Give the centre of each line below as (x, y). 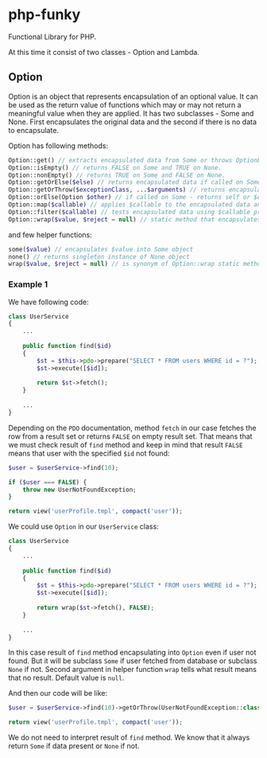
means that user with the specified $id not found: (89, 453)
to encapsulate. (34, 130)
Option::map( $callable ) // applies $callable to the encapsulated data (129, 205)
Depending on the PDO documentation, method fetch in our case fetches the (132, 428)
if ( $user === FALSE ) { (48, 482)
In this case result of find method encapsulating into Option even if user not (132, 653)
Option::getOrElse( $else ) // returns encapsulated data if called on (126, 182)
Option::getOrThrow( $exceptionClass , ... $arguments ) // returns (117, 190)
